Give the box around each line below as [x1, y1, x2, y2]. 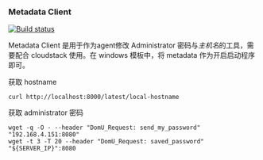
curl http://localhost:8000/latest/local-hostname [8, 93, 180, 101]
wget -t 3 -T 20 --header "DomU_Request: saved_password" [8, 138, 204, 146]
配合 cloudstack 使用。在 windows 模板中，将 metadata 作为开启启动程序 [14, 51, 256, 60]
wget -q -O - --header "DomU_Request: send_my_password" [8, 124, 201, 132]
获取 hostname [8, 78, 57, 87]
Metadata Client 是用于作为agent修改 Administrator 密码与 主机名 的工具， [8, 40, 248, 50]
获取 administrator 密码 [8, 108, 83, 117]
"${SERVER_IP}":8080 [8, 145, 77, 153]
